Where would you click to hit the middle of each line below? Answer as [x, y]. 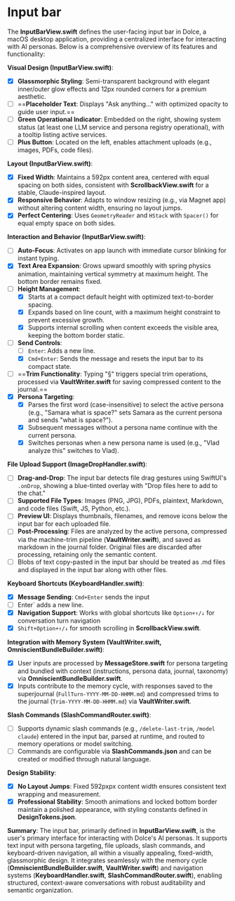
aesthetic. [32, 96]
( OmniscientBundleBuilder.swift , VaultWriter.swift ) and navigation [105, 868]
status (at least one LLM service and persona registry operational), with [121, 128]
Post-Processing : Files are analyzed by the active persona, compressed [122, 531]
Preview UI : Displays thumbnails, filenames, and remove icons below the [122, 516]
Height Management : [49, 289]
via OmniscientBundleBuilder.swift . [70, 678]
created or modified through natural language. [84, 759]
